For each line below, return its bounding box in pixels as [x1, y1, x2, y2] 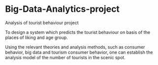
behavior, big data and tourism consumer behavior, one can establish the [5, 49, 153, 55]
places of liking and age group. [5, 34, 68, 40]
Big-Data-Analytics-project [5, 3, 120, 15]
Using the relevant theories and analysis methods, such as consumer [5, 44, 145, 50]
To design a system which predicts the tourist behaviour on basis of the [5, 29, 151, 35]
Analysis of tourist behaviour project [5, 20, 79, 26]
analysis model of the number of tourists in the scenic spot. [5, 54, 126, 60]
